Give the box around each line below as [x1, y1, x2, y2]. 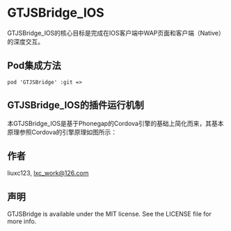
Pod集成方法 [7, 60, 61, 72]
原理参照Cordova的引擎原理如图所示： [7, 127, 118, 136]
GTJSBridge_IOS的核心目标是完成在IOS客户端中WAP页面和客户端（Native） [7, 29, 225, 37]
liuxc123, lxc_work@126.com [7, 169, 89, 177]
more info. [7, 217, 37, 225]
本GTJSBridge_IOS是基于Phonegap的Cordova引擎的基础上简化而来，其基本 [7, 119, 224, 127]
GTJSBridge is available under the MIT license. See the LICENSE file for [7, 210, 212, 218]
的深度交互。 [7, 37, 44, 46]
